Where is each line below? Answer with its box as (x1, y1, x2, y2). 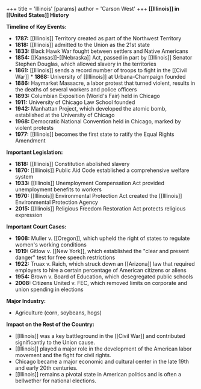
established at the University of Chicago (14, 111, 115, 118)
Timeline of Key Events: (6, 23, 67, 30)
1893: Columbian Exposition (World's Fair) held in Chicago (14, 93, 161, 99)
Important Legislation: (6, 149, 63, 156)
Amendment (14, 137, 46, 144)
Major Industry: (6, 298, 46, 304)
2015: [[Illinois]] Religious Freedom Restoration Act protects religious (14, 205, 186, 212)
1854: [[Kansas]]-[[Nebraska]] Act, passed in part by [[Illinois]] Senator (14, 54, 193, 61)
